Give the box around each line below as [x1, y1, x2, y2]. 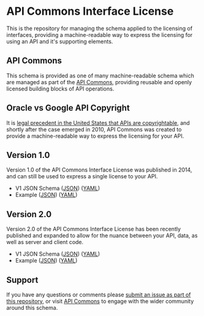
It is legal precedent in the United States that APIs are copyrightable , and [6, 119, 190, 127]
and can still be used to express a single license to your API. [6, 173, 158, 180]
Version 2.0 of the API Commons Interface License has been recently [6, 226, 181, 233]
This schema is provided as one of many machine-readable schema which [6, 72, 194, 79]
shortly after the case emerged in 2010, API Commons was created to [6, 125, 182, 133]
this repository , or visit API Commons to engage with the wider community [6, 298, 194, 305]
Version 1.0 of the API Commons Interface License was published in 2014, [6, 166, 192, 173]
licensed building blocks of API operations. [6, 85, 115, 92]
